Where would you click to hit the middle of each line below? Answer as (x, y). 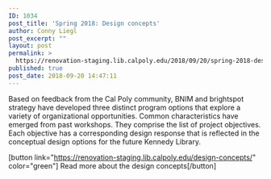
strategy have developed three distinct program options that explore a (125, 107)
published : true (35, 69)
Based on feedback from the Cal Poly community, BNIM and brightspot (126, 98)
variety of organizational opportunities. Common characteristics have (123, 116)
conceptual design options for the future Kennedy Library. (105, 141)
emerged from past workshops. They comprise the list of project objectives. (135, 124)
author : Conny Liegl (43, 31)
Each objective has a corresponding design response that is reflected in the (134, 133)
